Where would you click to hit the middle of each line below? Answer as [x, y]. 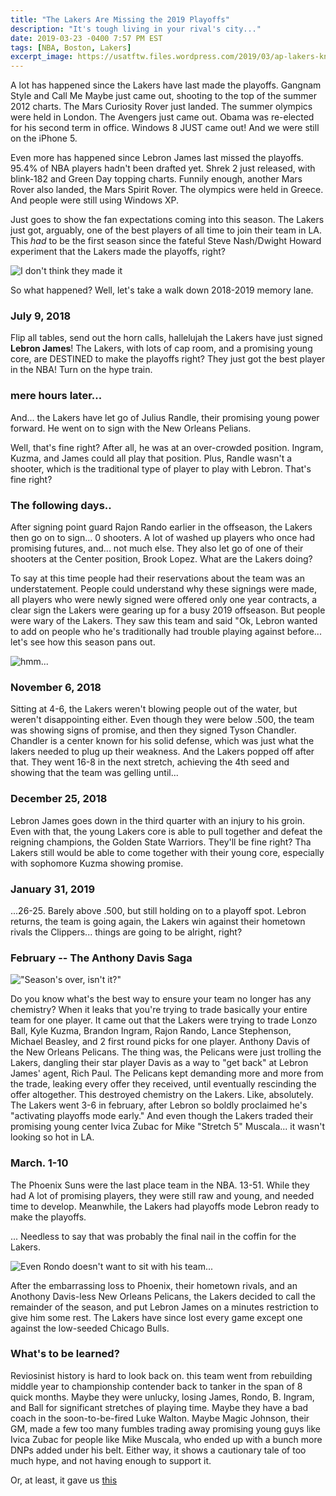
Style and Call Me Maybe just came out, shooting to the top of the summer [163, 96]
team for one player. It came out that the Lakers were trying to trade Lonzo [164, 1020]
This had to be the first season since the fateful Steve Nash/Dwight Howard [166, 241]
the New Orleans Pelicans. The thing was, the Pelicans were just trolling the [166, 1052]
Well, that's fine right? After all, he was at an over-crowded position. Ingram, [167, 447]
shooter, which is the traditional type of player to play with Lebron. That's [161, 468]
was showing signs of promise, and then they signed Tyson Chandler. [153, 730]
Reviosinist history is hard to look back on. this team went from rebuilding [161, 1375]
